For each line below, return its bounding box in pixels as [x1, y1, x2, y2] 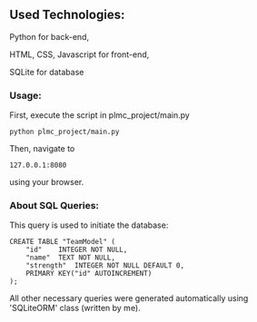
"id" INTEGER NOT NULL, [25, 245, 128, 255]
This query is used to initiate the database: [9, 220, 169, 230]
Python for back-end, [9, 31, 89, 42]
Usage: [9, 89, 43, 102]
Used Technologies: [9, 7, 125, 23]
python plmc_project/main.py [9, 127, 120, 137]
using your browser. [9, 177, 84, 188]
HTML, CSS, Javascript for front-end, [9, 49, 150, 60]
